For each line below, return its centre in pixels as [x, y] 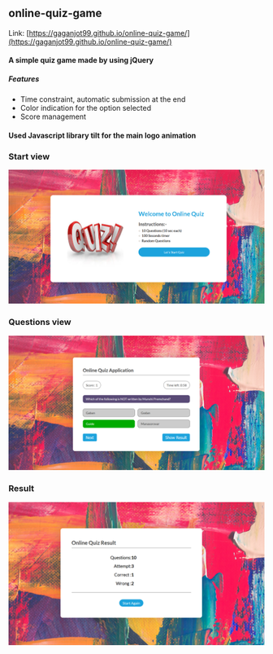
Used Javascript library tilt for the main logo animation [102, 135]
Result [22, 489]
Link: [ [19, 33]
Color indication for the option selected [86, 108]
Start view [29, 156]
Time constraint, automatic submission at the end [103, 99]
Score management [53, 116]
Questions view [40, 323]
